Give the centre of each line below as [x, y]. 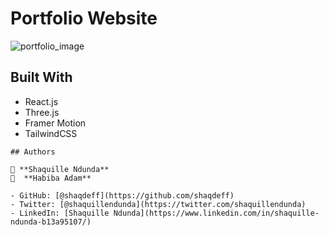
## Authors [33, 152]
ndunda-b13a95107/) [51, 222]
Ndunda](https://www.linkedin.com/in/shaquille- [216, 213]
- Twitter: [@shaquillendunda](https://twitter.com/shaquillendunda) [158, 204]
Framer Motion [55, 123]
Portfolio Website [84, 18]
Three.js [42, 112]
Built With [41, 77]
